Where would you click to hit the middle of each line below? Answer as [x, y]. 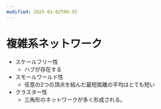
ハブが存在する [43, 69]
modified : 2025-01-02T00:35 [42, 12]
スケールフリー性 [36, 62]
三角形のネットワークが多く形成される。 [75, 99]
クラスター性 [31, 92]
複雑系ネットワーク [54, 44]
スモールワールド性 [39, 77]
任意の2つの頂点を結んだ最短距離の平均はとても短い [90, 84]
